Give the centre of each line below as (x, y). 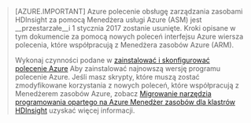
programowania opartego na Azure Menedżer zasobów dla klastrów (125, 102)
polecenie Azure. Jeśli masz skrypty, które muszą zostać (107, 77)
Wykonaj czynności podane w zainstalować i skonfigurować (112, 60)
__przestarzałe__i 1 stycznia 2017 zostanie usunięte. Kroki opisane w (125, 28)
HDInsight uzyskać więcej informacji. (75, 110)
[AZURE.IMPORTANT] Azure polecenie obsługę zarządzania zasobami (129, 11)
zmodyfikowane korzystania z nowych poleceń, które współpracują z (127, 85)
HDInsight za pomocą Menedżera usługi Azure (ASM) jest (108, 20)
